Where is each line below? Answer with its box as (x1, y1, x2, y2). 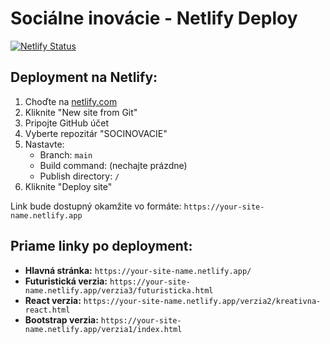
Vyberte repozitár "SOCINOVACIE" (24, 127, 168, 139)
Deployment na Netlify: (10, 69, 158, 86)
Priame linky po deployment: (10, 238, 193, 255)
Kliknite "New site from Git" (24, 106, 138, 118)
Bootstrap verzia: (24, 313, 99, 326)
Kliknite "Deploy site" (24, 180, 113, 192)
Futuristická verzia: (24, 275, 108, 287)
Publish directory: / (39, 170, 120, 182)
